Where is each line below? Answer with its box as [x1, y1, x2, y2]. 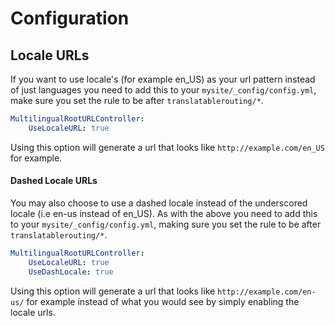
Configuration [10, 7, 130, 30]
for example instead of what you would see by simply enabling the [26, 295, 300, 307]
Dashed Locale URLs [10, 175, 98, 187]
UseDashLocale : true [28, 267, 114, 277]
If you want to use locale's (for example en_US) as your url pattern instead [10, 73, 316, 85]
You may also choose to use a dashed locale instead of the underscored [10, 197, 308, 209]
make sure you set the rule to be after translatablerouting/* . [10, 95, 264, 106]
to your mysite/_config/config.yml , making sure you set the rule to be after [10, 218, 322, 230]
